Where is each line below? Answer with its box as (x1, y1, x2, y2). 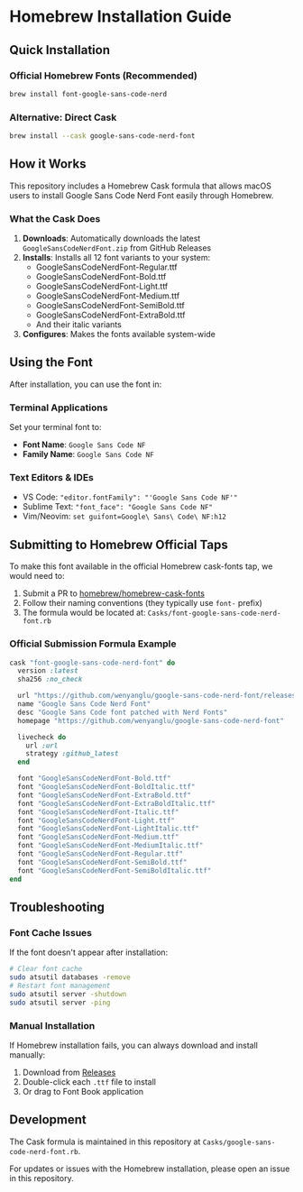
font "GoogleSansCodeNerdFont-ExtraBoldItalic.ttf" (17, 799, 216, 808)
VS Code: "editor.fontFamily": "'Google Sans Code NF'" (22, 491, 238, 502)
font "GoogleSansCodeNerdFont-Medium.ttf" (17, 832, 179, 842)
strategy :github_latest (25, 749, 119, 758)
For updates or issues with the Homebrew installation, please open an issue (9, 1163, 290, 1174)
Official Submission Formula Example (9, 637, 177, 650)
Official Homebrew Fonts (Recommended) (9, 69, 198, 82)
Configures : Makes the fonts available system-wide (22, 329, 216, 340)
